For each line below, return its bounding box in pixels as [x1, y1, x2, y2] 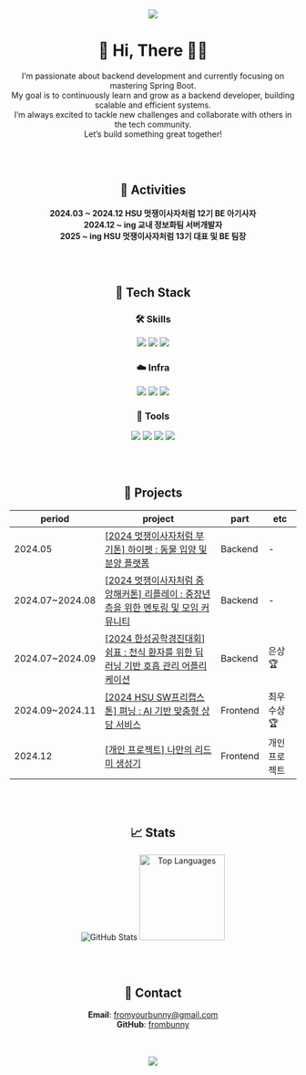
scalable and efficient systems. [95, 99, 211, 110]
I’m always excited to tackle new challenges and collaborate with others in [14, 109, 292, 120]
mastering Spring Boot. [109, 79, 197, 90]
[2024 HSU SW [104, 691, 171, 704]
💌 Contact [124, 986, 182, 1001]
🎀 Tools [136, 410, 170, 423]
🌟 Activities [119, 183, 187, 198]
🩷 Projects [123, 485, 183, 501]
